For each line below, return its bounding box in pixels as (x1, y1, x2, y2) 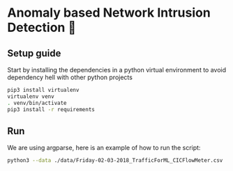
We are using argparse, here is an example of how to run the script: (7, 144, 201, 152)
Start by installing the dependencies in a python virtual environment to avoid (7, 66, 227, 74)
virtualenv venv (7, 92, 54, 100)
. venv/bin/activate (7, 99, 68, 106)
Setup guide (7, 47, 61, 59)
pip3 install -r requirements (7, 106, 96, 113)
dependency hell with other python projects (7, 73, 133, 81)
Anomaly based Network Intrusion (7, 5, 211, 21)
